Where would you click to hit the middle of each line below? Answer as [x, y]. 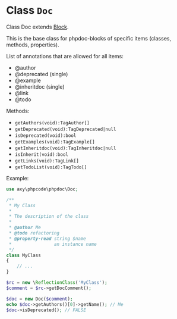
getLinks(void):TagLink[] [47, 161]
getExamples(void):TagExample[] [55, 142]
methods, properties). [33, 45]
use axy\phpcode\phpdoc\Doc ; [42, 189]
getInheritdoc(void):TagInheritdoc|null [65, 148]
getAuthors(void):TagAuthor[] [52, 123]
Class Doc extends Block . [37, 27]
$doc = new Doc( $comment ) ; [39, 299]
